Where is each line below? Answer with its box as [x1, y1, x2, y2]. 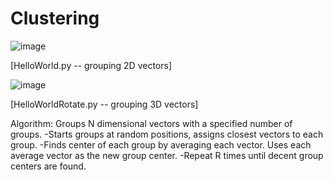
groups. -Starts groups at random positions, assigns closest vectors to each [10, 128, 324, 140]
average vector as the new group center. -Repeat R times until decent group [10, 149, 324, 161]
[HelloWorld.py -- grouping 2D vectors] [10, 59, 173, 71]
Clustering [10, 7, 100, 30]
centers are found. [10, 160, 87, 172]
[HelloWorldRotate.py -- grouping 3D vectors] [10, 98, 199, 110]
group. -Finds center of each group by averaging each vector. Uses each [10, 138, 312, 151]
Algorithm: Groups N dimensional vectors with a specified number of [10, 117, 293, 129]
